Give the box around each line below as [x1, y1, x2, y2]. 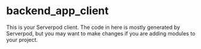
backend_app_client [6, 4, 109, 18]
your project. [6, 36, 38, 43]
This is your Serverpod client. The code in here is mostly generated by [6, 24, 181, 31]
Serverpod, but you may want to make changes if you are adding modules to [6, 30, 196, 37]
